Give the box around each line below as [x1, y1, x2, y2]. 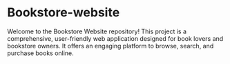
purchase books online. [7, 49, 74, 57]
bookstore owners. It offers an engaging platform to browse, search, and [7, 42, 214, 50]
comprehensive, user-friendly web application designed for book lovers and [7, 34, 224, 42]
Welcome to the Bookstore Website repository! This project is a [7, 27, 187, 35]
